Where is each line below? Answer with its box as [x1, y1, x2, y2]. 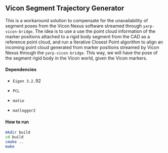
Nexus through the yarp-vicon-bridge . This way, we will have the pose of [5, 49, 158, 56]
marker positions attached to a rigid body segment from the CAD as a [5, 33, 150, 39]
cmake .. [5, 139, 24, 144]
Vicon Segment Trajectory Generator [5, 4, 124, 13]
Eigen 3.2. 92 [12, 78, 41, 84]
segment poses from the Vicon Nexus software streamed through [5, 23, 142, 29]
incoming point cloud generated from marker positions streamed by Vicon [5, 44, 159, 50]
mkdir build [5, 130, 30, 135]
